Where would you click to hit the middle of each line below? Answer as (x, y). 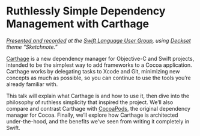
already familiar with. (32, 84)
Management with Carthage (78, 24)
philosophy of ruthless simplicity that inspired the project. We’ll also (90, 102)
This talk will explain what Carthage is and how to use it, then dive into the (98, 96)
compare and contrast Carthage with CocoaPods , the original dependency (98, 108)
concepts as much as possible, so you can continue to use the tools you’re (98, 78)
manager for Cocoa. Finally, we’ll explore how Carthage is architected (92, 115)
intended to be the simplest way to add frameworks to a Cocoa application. (99, 65)
